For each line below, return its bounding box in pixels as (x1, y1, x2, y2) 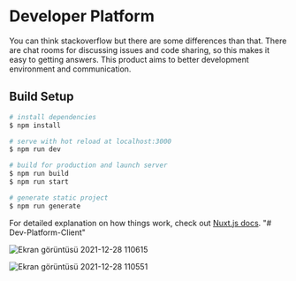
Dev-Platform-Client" (9, 227, 87, 238)
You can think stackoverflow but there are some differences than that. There (9, 35, 287, 46)
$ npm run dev (9, 145, 62, 154)
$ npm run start (9, 178, 69, 186)
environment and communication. (9, 64, 132, 74)
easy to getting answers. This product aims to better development (9, 54, 249, 65)
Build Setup (9, 89, 74, 104)
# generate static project (9, 193, 109, 202)
